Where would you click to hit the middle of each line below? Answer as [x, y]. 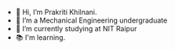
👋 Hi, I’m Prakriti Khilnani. [56, 12]
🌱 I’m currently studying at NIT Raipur [76, 29]
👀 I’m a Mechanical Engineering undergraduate [91, 20]
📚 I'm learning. [40, 37]
